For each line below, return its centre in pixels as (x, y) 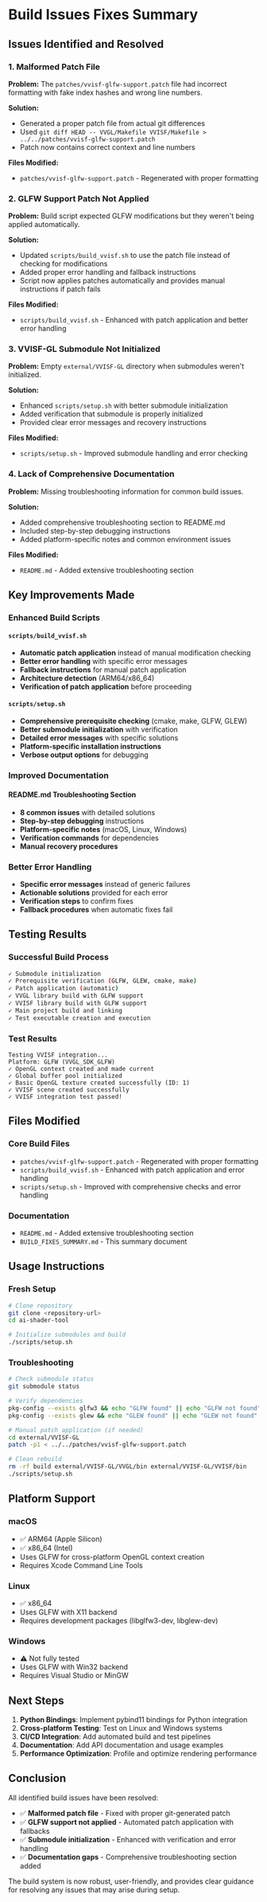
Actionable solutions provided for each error (94, 892)
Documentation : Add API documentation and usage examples (122, 1745)
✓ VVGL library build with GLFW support (76, 996)
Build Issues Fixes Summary (103, 15)
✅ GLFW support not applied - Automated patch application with (127, 1822)
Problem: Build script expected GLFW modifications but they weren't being (131, 216)
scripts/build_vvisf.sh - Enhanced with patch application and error (132, 1170)
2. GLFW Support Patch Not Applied (79, 198)
